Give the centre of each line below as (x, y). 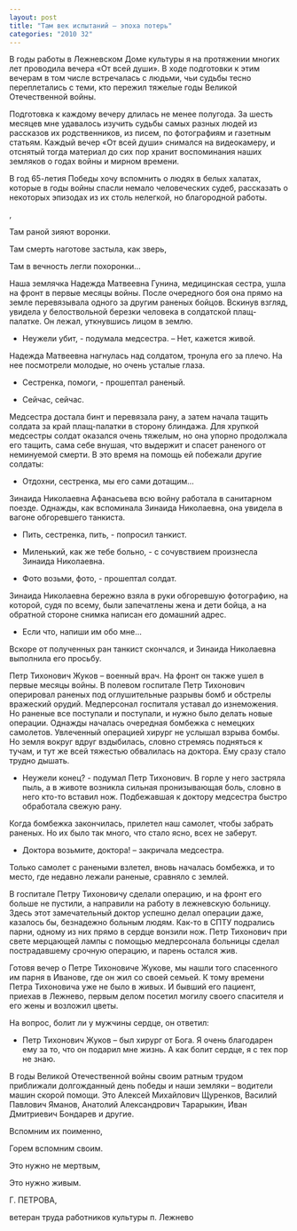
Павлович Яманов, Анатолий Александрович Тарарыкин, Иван (129, 1105)
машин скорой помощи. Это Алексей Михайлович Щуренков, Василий (143, 1095)
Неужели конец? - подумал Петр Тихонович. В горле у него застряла (153, 778)
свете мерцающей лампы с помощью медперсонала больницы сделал (145, 941)
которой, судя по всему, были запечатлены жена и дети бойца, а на (138, 605)
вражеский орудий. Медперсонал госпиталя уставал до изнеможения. (144, 704)
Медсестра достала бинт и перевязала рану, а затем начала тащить (139, 417)
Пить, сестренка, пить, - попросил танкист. (104, 535)
